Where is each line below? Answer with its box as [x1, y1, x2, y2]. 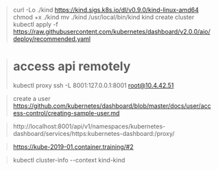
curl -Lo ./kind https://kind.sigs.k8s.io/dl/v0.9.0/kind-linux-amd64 [12, 6, 199, 14]
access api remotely [12, 59, 131, 74]
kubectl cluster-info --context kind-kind [12, 156, 125, 164]
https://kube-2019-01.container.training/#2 [12, 143, 134, 151]
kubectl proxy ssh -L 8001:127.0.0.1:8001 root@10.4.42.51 [12, 81, 174, 89]
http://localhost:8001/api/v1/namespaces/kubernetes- [12, 122, 166, 130]
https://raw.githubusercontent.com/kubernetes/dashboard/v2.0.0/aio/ [12, 27, 210, 36]
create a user [12, 94, 51, 102]
